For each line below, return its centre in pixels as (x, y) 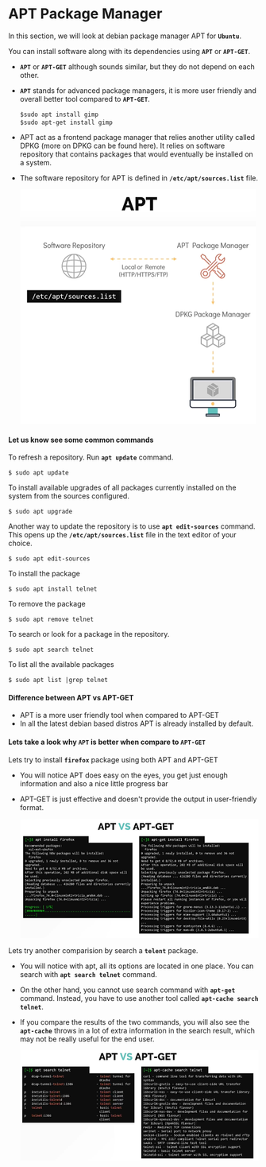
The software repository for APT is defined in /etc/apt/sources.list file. (139, 178)
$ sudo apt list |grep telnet (58, 680)
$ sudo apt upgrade (40, 512)
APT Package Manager (85, 14)
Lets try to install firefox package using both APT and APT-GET (113, 759)
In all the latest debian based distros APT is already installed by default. (137, 723)
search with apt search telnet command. (88, 974)
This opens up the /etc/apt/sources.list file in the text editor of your (122, 535)
